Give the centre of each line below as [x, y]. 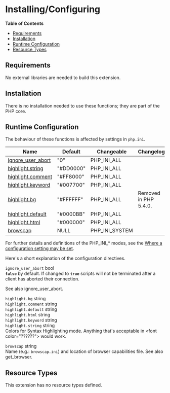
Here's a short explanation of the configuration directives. [65, 258]
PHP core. [16, 111]
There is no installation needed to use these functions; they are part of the [83, 105]
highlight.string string [30, 326]
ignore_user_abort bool [30, 268]
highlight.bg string [26, 299]
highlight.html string [28, 315]
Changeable [112, 152]
